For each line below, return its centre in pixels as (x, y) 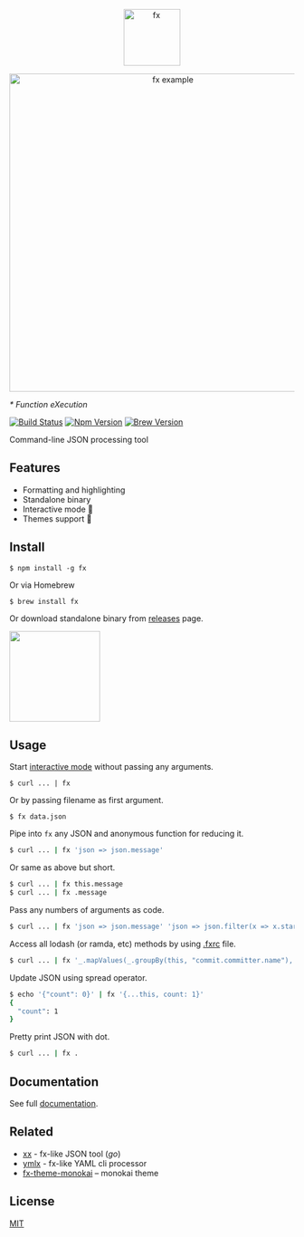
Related (32, 1132)
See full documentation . (54, 1103)
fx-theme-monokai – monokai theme (90, 1173)
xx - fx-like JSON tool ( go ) (71, 1154)
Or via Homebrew (42, 585)
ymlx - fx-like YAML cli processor (85, 1163)
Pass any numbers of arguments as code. (87, 910)
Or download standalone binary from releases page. (106, 618)
